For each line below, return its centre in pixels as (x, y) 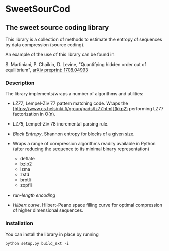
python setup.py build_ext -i (37, 243)
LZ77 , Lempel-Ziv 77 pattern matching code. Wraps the (70, 103)
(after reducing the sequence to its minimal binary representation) (81, 149)
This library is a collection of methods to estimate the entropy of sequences (84, 39)
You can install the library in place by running (52, 234)
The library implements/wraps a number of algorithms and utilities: (74, 94)
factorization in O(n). (34, 114)
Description (20, 83)
